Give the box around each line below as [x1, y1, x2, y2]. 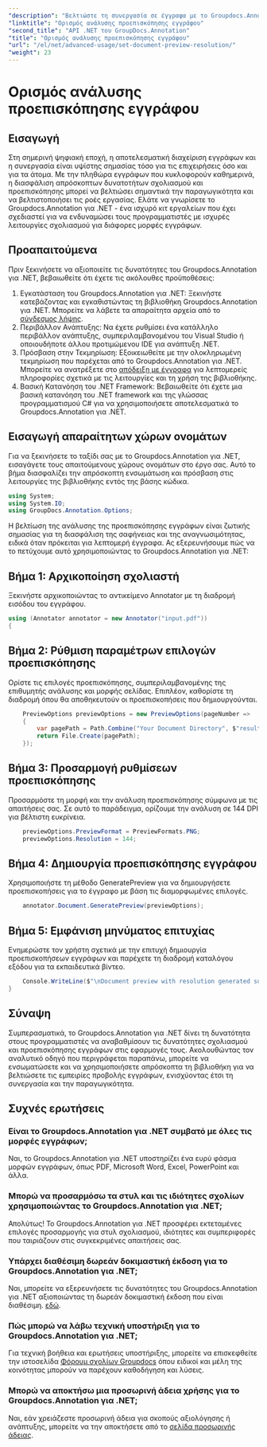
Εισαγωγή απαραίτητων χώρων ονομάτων [8, 430, 227, 444]
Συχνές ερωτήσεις [8, 1102, 105, 1116]
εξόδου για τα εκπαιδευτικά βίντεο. [8, 962, 126, 972]
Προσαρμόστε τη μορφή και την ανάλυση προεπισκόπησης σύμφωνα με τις [8, 795, 258, 804]
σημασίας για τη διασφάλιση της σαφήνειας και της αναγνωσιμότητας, [8, 530, 246, 539]
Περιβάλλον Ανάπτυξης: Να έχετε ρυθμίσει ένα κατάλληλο [19, 322, 219, 331]
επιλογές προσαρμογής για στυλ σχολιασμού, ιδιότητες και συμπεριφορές [8, 1227, 256, 1237]
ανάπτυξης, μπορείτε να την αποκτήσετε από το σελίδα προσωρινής [8, 1422, 236, 1431]
